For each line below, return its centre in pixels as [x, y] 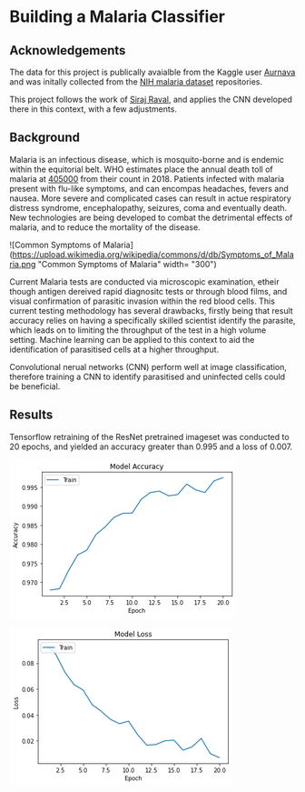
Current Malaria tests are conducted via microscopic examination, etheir [144, 281]
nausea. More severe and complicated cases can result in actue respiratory [151, 198]
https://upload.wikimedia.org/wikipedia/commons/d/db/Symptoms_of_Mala [153, 254]
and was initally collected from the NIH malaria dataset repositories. [136, 82]
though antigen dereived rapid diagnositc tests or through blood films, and [148, 291]
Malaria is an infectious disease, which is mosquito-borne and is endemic [147, 159]
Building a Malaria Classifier [117, 17]
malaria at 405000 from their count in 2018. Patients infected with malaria [147, 178]
